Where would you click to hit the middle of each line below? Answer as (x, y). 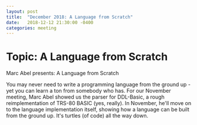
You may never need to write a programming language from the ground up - (98, 85)
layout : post (22, 11)
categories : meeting (32, 28)
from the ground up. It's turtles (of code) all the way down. (77, 116)
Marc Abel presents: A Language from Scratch (63, 73)
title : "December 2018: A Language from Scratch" (70, 17)
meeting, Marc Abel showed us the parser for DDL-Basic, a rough (86, 97)
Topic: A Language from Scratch (87, 57)
